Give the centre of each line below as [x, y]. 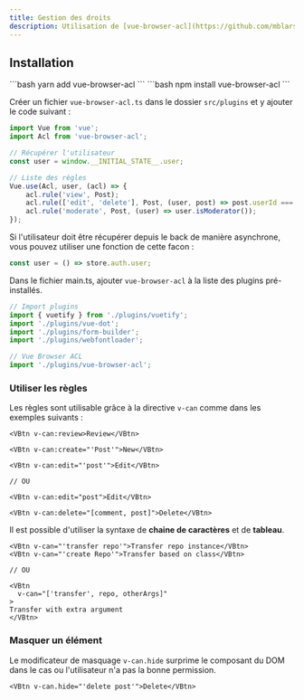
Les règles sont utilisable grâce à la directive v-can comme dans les [135, 408]
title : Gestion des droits [60, 18]
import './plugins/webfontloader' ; [76, 340]
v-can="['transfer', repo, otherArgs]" [93, 594]
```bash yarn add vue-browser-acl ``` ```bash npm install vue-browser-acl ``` [150, 85]
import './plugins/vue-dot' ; [64, 323]
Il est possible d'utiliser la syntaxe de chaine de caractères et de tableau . [147, 530]
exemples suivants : [46, 418]
